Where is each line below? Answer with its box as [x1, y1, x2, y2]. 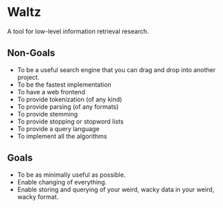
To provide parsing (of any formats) [17, 102, 119, 111]
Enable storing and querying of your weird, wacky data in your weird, [17, 185, 215, 193]
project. [17, 73, 39, 81]
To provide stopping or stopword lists [17, 117, 124, 125]
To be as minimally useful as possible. [17, 171, 126, 179]
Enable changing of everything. [17, 177, 107, 186]
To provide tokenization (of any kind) [17, 95, 123, 103]
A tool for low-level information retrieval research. [7, 27, 149, 35]
